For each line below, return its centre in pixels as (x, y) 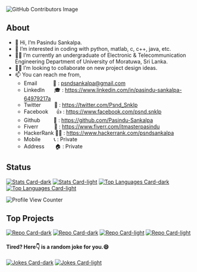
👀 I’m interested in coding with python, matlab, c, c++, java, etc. (93, 48)
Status (19, 167)
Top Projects (30, 218)
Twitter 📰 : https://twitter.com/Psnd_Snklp (81, 105)
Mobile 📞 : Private (50, 139)
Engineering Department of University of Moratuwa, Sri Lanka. (91, 61)
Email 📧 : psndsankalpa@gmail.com (75, 83)
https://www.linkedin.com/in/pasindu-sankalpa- (123, 90)
